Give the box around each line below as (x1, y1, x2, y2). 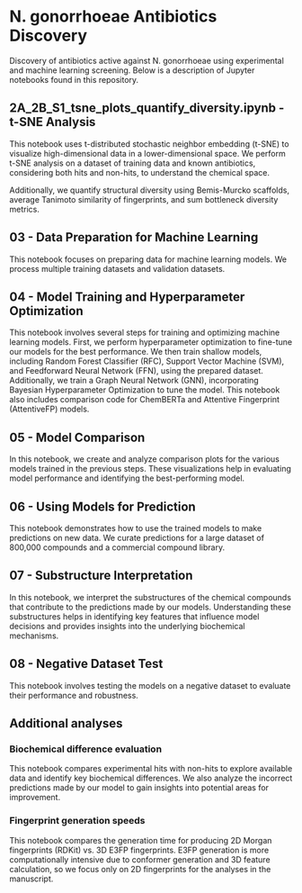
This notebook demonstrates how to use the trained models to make (9, 523, 262, 533)
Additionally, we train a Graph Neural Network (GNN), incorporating (9, 375, 259, 386)
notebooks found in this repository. (9, 74, 139, 85)
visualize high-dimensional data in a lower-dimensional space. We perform (9, 148, 286, 158)
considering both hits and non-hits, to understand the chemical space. (9, 167, 271, 177)
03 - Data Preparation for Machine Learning (9, 230, 259, 245)
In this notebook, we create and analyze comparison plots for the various (9, 454, 280, 465)
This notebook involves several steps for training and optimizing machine (9, 327, 280, 338)
